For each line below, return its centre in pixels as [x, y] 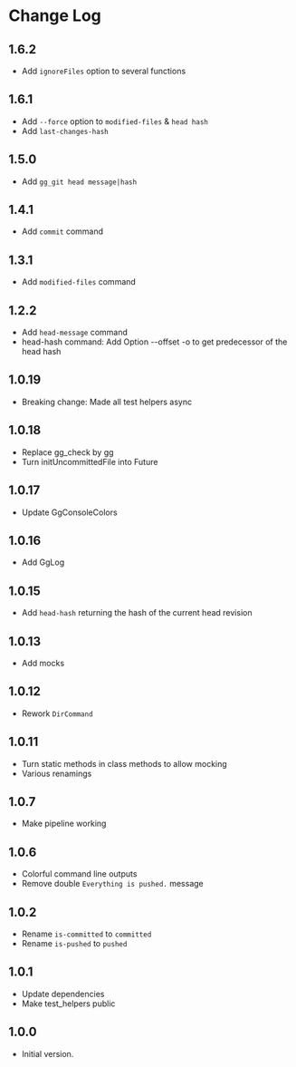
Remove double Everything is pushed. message [113, 884]
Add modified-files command [79, 282]
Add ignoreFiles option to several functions [104, 71]
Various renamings [57, 773]
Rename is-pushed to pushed [74, 943]
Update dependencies [63, 994]
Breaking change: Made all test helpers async [106, 402]
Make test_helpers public [68, 1004]
